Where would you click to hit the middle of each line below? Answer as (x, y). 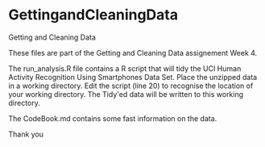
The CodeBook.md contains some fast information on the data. (113, 118)
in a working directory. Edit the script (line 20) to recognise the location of (131, 86)
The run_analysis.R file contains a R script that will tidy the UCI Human (125, 68)
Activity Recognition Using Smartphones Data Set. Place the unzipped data (133, 77)
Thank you (26, 134)
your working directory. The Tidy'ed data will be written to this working (126, 94)
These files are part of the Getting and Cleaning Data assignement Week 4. (133, 52)
